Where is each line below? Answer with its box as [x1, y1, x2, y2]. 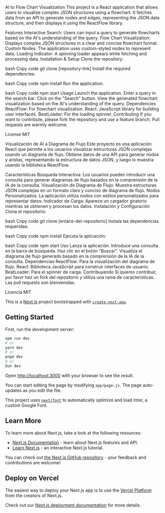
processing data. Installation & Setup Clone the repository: [5, 56, 124, 62]
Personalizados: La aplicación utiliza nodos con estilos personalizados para [5, 193, 159, 198]
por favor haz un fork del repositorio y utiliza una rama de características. [5, 274, 155, 280]
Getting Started [5, 313, 54, 321]
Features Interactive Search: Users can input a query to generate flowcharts [5, 30, 160, 35]
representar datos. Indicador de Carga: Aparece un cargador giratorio [5, 198, 147, 204]
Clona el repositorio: [5, 208, 46, 214]
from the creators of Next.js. [5, 492, 63, 498]
